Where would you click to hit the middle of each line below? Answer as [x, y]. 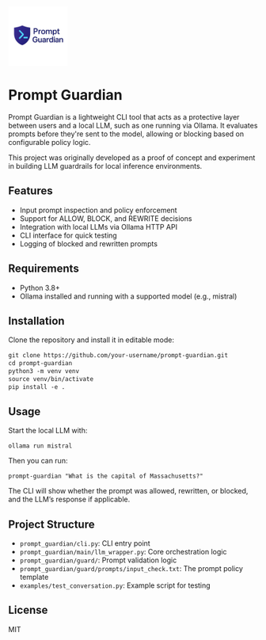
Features [30, 191]
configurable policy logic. [49, 142]
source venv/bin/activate [51, 379]
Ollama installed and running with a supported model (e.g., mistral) [128, 296]
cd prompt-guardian [40, 364]
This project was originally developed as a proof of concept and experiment [132, 158]
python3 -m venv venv [44, 371]
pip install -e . [37, 387]
